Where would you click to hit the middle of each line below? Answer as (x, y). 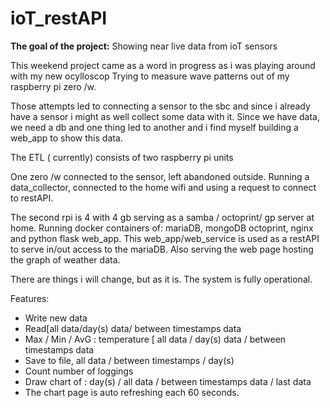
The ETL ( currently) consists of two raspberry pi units (122, 157)
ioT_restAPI (59, 18)
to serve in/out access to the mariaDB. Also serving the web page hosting (162, 249)
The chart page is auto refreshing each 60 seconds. (132, 392)
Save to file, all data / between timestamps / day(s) (129, 360)
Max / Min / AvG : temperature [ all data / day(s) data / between (155, 339)
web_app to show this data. (66, 138)
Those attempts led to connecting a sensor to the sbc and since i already (160, 106)
